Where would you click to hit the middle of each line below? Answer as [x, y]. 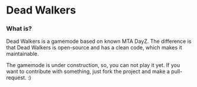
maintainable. [22, 54]
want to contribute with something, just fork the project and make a [88, 72]
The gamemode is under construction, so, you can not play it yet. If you [93, 65]
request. [16, 78]
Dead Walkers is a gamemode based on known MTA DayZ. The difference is [99, 41]
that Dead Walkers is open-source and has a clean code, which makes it [94, 48]
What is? [19, 29]
